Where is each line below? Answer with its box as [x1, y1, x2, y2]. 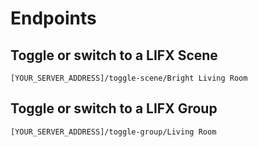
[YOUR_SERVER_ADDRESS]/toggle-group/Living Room [10, 127, 217, 137]
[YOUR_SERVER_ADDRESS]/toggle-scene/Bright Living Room [10, 73, 248, 83]
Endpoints [10, 7, 97, 30]
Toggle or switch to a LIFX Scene [10, 47, 218, 64]
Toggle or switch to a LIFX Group [10, 100, 218, 117]
